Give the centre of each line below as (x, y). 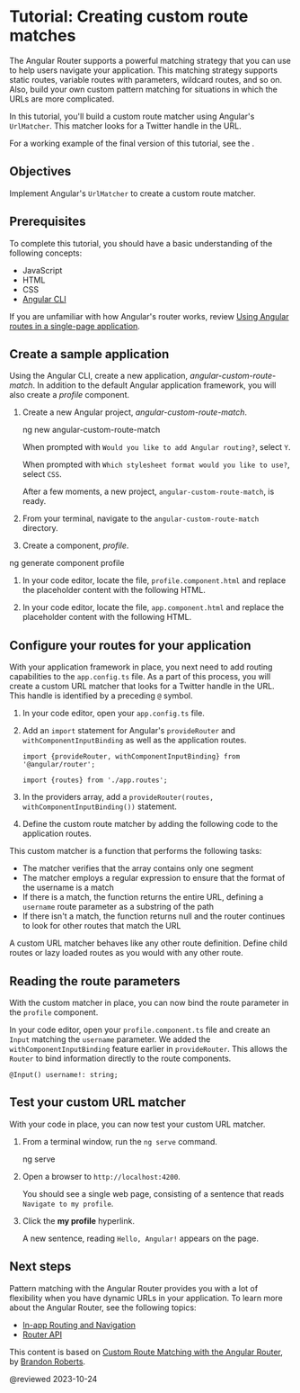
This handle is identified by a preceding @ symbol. (101, 696)
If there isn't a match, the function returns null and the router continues (154, 916)
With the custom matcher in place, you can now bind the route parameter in (149, 1002)
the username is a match (68, 887)
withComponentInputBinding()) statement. (100, 806)
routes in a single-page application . (75, 326)
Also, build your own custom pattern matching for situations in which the (144, 89)
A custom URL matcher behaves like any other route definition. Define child (148, 943)
